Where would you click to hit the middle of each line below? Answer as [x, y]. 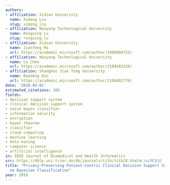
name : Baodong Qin [29, 76]
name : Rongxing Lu [29, 33]
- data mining [20, 142]
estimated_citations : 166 [32, 90]
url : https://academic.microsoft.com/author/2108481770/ [71, 81]
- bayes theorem [22, 123]
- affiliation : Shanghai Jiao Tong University [55, 71]
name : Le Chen [25, 62]
